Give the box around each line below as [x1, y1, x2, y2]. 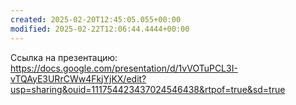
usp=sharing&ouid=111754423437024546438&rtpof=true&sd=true [10, 83, 286, 95]
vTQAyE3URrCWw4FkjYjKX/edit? [10, 72, 147, 85]
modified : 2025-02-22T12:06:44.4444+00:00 [10, 24, 190, 34]
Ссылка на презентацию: [10, 51, 118, 63]
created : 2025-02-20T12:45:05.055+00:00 [10, 14, 182, 25]
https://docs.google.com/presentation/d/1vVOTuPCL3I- [10, 62, 238, 74]
